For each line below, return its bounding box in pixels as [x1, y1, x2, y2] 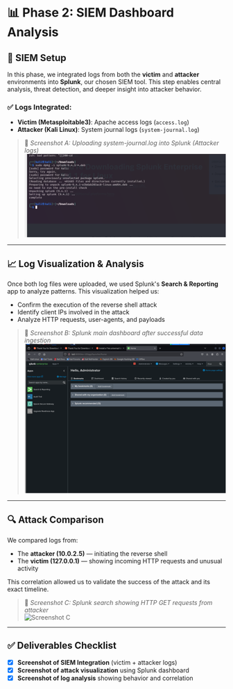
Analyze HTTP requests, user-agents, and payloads [17, 316, 165, 324]
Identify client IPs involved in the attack [17, 308, 130, 316]
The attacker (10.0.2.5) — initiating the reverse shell [17, 549, 168, 558]
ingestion [24, 337, 51, 345]
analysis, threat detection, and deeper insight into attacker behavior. [7, 85, 202, 93]
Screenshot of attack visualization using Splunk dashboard [17, 666, 189, 674]
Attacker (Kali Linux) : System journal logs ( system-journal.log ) [17, 126, 200, 134]
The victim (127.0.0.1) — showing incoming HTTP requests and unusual [17, 556, 223, 565]
